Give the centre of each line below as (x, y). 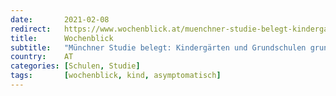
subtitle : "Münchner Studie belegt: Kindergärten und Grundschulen (158, 47)
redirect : (31, 29)
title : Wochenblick (62, 38)
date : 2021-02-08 (60, 19)
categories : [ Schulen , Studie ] (75, 66)
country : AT (42, 57)
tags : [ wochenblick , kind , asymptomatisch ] (116, 76)
